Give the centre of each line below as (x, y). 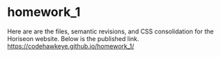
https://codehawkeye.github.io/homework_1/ (71, 46)
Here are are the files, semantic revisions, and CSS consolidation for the (110, 31)
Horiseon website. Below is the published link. (73, 38)
